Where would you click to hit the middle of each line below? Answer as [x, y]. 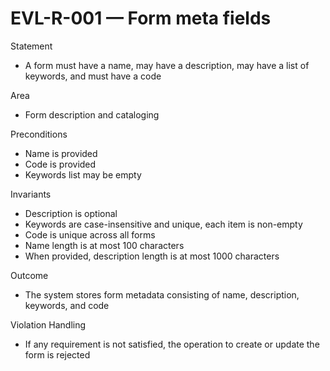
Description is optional [71, 213]
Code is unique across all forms [90, 234]
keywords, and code [67, 305]
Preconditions [39, 134]
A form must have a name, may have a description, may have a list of [167, 65]
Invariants [31, 194]
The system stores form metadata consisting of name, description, [162, 294]
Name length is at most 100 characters [104, 245]
